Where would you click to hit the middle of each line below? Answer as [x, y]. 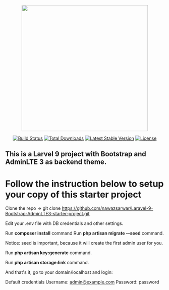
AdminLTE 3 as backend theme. [56, 162]
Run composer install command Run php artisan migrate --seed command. [84, 233]
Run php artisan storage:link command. [47, 263]
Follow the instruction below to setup [84, 184]
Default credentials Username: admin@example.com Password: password [82, 282]
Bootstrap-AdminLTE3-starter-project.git [47, 214]
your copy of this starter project [73, 194]
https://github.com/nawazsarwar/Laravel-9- [107, 208]
